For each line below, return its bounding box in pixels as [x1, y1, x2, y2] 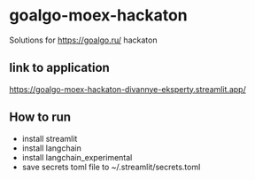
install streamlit [21, 133, 78, 144]
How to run [9, 110, 72, 125]
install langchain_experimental [21, 152, 133, 162]
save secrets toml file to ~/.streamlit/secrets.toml [21, 161, 201, 172]
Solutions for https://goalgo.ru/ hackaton [9, 35, 158, 45]
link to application [9, 60, 111, 75]
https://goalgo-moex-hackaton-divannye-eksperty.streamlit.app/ [9, 83, 246, 94]
